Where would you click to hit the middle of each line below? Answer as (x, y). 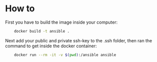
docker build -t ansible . (42, 31)
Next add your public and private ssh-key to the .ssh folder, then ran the (79, 40)
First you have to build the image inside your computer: (61, 22)
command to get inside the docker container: (51, 46)
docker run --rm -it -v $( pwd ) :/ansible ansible (65, 55)
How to (20, 9)
